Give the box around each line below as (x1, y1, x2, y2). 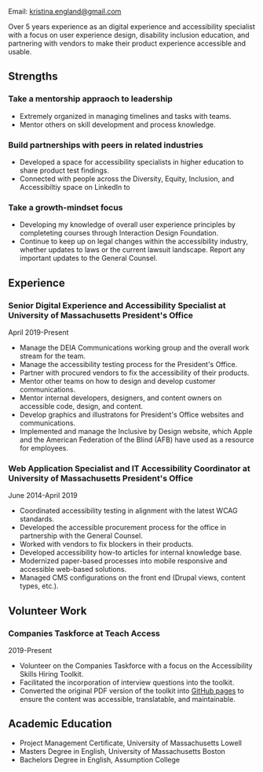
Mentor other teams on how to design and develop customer (19, 376, 216, 385)
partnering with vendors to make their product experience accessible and (8, 39, 246, 48)
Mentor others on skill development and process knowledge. (19, 120, 216, 129)
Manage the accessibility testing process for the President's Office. (19, 359, 238, 369)
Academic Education (8, 717, 112, 731)
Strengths (8, 70, 58, 84)
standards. (19, 514, 55, 524)
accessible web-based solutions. (19, 565, 127, 574)
